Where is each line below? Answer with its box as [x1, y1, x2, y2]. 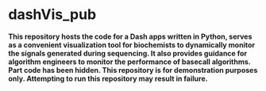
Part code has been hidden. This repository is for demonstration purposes [8, 65, 258, 74]
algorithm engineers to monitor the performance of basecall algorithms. [8, 57, 251, 66]
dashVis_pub [8, 6, 97, 24]
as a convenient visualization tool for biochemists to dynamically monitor [8, 40, 256, 49]
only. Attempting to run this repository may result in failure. [8, 74, 208, 83]
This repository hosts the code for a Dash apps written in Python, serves [8, 32, 253, 41]
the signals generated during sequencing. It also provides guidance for [8, 48, 248, 58]
